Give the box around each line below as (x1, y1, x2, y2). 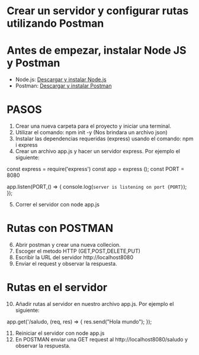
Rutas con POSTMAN (7, 222, 114, 235)
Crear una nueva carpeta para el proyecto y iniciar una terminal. (15, 122, 171, 130)
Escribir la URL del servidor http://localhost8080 (15, 254, 134, 261)
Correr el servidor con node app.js (15, 201, 100, 208)
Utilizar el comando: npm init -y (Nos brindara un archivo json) (15, 129, 168, 136)
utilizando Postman (7, 17, 104, 30)
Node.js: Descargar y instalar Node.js (15, 76, 107, 83)
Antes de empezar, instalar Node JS (7, 44, 187, 57)
